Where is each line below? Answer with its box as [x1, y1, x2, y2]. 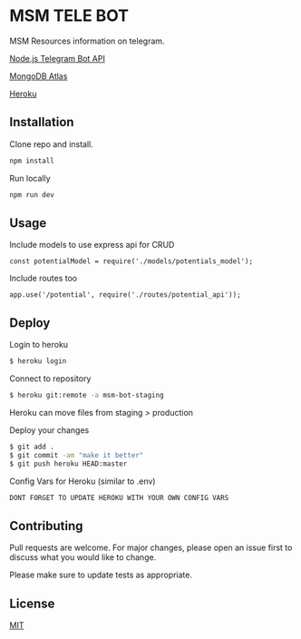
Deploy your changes [9, 424, 90, 436]
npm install [9, 156, 54, 165]
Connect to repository [9, 373, 92, 384]
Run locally [9, 172, 51, 183]
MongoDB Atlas [9, 70, 68, 82]
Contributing [9, 518, 83, 534]
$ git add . [9, 442, 54, 451]
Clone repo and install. [9, 138, 93, 150]
